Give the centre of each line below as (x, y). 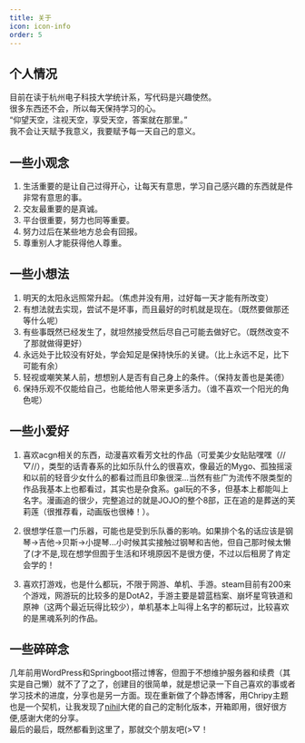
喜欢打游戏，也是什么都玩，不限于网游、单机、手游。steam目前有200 (153, 584)
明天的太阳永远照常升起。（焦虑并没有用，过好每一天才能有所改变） (148, 298)
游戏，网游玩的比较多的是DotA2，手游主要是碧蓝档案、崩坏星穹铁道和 (162, 595)
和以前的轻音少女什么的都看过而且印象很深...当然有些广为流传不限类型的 (157, 477)
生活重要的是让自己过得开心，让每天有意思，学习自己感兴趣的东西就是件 (157, 186)
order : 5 (26, 34)
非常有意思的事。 (54, 197)
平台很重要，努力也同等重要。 (78, 220)
